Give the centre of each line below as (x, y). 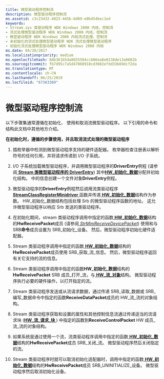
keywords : (16, 23)
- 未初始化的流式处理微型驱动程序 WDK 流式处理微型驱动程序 (59, 42)
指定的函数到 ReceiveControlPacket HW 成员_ (109, 320)
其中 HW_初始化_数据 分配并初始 (128, 172)
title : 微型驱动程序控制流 (30, 10)
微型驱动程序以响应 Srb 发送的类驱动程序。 (60, 207)
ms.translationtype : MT (30, 69)
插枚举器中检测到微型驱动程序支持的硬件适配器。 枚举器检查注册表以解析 (86, 149)
